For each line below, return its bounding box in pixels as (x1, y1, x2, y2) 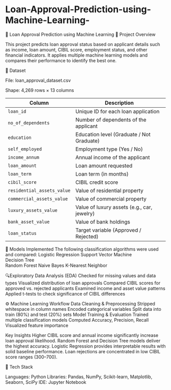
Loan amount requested (75, 162, 133, 169)
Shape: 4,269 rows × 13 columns (5, 87, 74, 93)
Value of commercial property (75, 195, 147, 202)
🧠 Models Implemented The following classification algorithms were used (5, 246, 159, 252)
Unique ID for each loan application (75, 108, 160, 115)
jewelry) (75, 210, 95, 217)
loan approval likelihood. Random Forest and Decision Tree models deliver (5, 337, 161, 344)
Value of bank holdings (75, 218, 131, 225)
